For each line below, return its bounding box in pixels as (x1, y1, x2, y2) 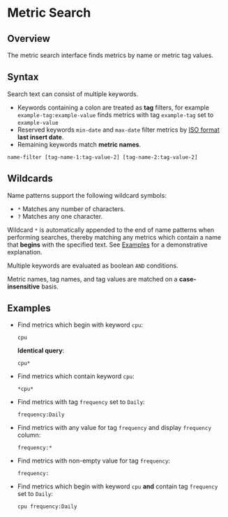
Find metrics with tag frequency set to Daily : (17, 398, 145, 406)
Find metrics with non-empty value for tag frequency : (17, 456, 171, 465)
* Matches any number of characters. (17, 204, 126, 213)
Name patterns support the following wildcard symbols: (7, 191, 167, 199)
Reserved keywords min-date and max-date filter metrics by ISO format (17, 125, 220, 134)
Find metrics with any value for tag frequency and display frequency (17, 424, 211, 432)
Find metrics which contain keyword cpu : (17, 372, 135, 380)
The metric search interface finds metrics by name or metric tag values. (7, 51, 214, 59)
